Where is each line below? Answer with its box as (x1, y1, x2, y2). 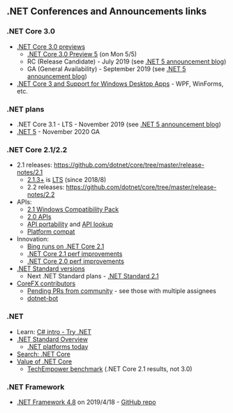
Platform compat (27, 227, 75, 236)
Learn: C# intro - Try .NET (16, 327, 92, 336)
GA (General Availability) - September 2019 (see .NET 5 (27, 64, 186, 73)
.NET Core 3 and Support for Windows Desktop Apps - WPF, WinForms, (16, 80, 224, 88)
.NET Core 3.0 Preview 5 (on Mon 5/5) (27, 50, 137, 58)
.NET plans (6, 104, 45, 114)
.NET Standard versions (16, 264, 85, 273)
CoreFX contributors (16, 279, 76, 288)
